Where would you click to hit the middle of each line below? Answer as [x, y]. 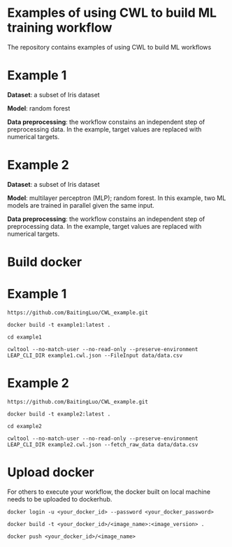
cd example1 [24, 337]
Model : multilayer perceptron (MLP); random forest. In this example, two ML [117, 198]
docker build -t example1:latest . [59, 325]
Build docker [45, 262]
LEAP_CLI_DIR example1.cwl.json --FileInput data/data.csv [95, 355]
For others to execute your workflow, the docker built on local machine [109, 492]
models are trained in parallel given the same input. [81, 205]
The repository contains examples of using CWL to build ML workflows [109, 47]
